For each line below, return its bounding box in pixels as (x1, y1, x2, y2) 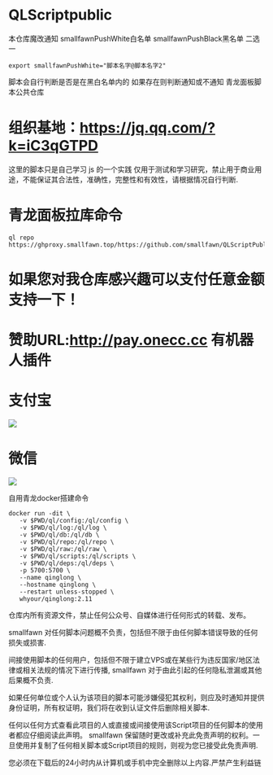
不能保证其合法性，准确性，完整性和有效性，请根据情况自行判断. (22, 174, 239, 184)
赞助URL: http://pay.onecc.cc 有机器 (8, 331, 254, 349)
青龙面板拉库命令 (8, 206, 123, 225)
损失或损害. (8, 637, 47, 648)
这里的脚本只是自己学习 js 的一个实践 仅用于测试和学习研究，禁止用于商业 (8, 164, 255, 174)
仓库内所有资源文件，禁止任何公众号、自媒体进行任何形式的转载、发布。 (8, 611, 250, 620)
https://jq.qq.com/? (80, 119, 216, 138)
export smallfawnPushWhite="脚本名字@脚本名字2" (8, 61, 167, 70)
